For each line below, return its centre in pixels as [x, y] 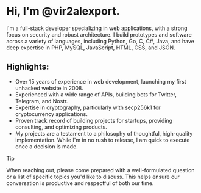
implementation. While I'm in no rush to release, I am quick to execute [102, 140]
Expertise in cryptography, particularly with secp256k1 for [88, 107]
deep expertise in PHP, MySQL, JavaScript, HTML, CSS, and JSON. [91, 48]
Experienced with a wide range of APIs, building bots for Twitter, [96, 94]
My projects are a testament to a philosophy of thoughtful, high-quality [104, 133]
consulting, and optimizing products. [61, 127]
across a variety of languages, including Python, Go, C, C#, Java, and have [100, 41]
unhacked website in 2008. [49, 88]
